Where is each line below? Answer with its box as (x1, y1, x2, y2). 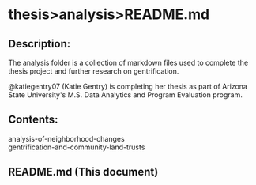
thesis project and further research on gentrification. (8, 66, 179, 76)
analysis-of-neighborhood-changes (8, 134, 125, 143)
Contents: (8, 113, 58, 126)
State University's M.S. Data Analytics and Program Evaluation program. (8, 90, 243, 100)
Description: (8, 37, 71, 51)
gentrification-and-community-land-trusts (8, 142, 145, 152)
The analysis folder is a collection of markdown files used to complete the (8, 58, 249, 67)
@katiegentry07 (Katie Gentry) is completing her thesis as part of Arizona (8, 81, 247, 91)
